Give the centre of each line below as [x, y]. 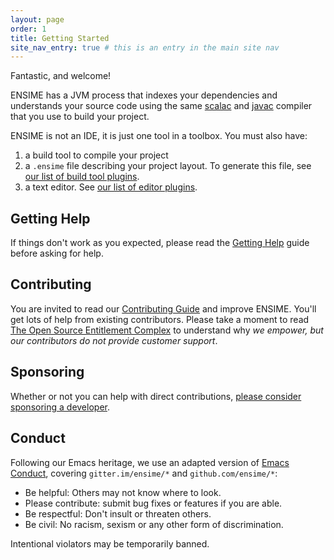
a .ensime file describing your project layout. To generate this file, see [168, 166]
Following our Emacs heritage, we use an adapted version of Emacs [150, 462]
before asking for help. [57, 253]
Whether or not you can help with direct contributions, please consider [156, 396]
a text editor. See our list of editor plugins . [111, 187]
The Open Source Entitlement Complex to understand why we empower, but [167, 330]
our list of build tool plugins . [82, 177]
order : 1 [28, 29]
